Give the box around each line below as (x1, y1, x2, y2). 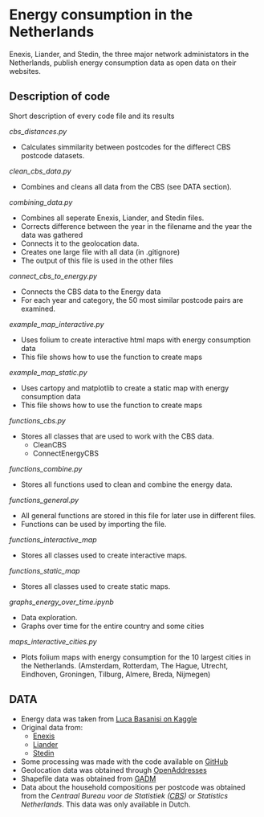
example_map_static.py (9, 367, 87, 377)
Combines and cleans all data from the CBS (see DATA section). (20, 182, 232, 191)
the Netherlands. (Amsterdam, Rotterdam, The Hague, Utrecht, (20, 660, 229, 670)
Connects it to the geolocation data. (20, 239, 140, 248)
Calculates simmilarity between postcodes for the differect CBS (20, 142, 231, 152)
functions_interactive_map (9, 534, 97, 544)
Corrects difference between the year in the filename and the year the (20, 221, 252, 231)
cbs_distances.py (9, 126, 67, 136)
